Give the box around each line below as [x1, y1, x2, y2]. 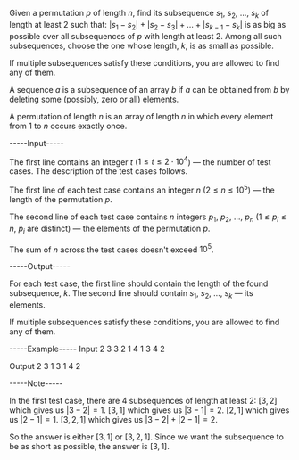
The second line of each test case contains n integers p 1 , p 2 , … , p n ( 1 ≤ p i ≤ [9, 211, 287, 224]
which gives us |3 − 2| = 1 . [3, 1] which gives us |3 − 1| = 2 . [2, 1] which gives [9, 405, 290, 415]
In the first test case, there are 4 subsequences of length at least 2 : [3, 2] [9, 395, 278, 406]
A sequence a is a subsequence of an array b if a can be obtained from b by [9, 84, 290, 94]
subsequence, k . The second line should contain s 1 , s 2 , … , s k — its [9, 288, 253, 300]
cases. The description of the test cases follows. [9, 166, 188, 177]
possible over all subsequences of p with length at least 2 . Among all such [9, 30, 283, 41]
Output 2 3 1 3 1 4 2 [9, 360, 81, 371]
